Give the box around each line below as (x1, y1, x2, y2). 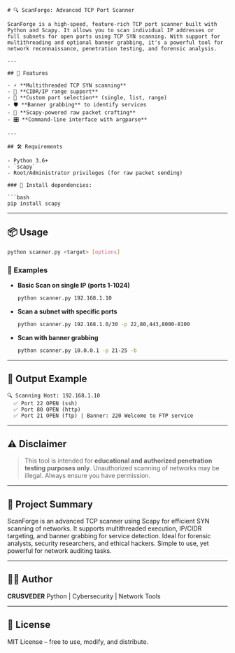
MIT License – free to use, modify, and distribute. (7, 637, 149, 646)
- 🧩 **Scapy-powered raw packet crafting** (7, 109, 136, 116)
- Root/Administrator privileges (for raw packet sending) (7, 169, 183, 176)
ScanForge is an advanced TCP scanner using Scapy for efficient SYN (7, 517, 210, 526)
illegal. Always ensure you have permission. (24, 472, 151, 480)
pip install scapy (7, 200, 61, 207)
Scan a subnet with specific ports (17, 307, 117, 316)
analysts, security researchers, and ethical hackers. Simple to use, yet (7, 539, 209, 548)
